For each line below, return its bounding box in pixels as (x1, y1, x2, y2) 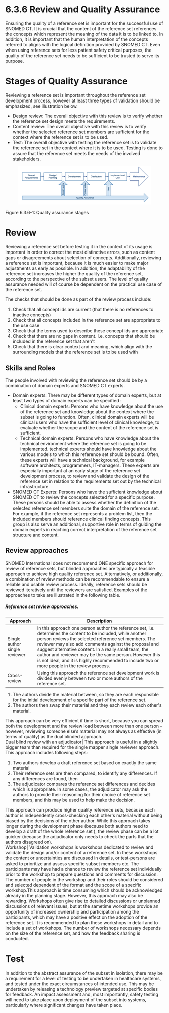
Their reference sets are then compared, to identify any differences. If (12, 770, 157, 776)
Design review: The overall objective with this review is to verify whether (12, 113, 163, 119)
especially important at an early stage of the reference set (20, 467, 141, 473)
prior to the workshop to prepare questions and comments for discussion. (5, 871, 158, 877)
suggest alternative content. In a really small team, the (37, 646, 149, 652)
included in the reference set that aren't (12, 338, 95, 344)
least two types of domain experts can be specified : (12, 397, 122, 403)
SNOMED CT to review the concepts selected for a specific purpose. (12, 494, 155, 500)
